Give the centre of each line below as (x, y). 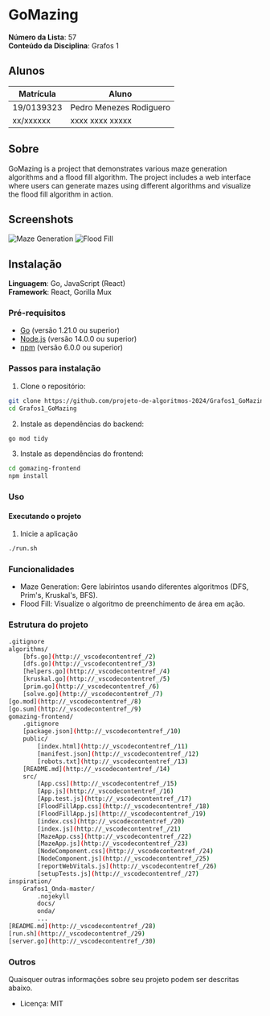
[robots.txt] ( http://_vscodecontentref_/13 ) (113, 761)
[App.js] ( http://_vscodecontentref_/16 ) (106, 791)
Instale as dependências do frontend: (82, 454)
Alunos (27, 71)
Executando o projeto (45, 516)
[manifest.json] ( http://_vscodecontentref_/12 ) (118, 754)
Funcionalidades (41, 570)
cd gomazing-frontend (45, 469)
